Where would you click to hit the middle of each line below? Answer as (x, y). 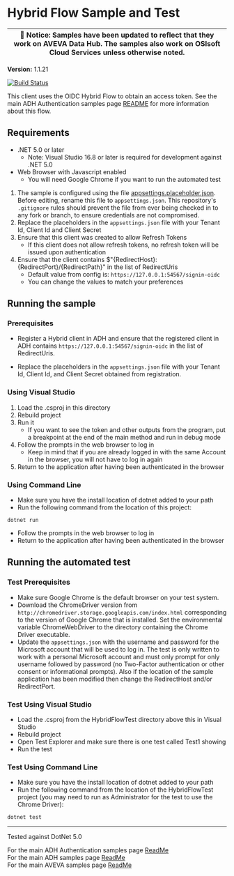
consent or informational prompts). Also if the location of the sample (115, 671)
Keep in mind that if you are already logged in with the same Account (127, 452)
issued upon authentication (67, 252)
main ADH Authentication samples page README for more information (108, 103)
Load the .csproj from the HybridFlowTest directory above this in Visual (119, 720)
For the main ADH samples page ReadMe (66, 858)
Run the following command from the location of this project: (104, 507)
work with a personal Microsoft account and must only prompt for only (118, 656)
